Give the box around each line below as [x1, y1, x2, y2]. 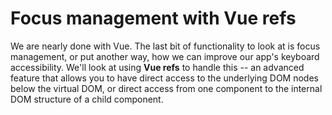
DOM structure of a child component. [10, 93, 164, 105]
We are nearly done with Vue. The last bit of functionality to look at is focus [10, 40, 321, 52]
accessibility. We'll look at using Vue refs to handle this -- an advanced [10, 61, 305, 73]
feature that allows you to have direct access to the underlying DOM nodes [10, 72, 319, 84]
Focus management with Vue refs [10, 7, 297, 30]
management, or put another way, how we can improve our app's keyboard [10, 50, 320, 62]
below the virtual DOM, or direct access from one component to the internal [10, 82, 323, 94]
